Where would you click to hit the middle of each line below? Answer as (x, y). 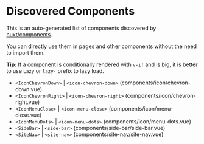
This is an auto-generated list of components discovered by (81, 28)
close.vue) (28, 115)
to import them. (26, 52)
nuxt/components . (30, 34)
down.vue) (29, 89)
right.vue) (27, 102)
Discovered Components (71, 11)
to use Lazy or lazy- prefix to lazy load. (55, 70)
